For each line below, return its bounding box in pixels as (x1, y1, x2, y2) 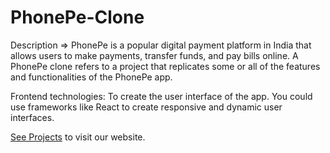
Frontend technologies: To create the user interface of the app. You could (10, 90, 313, 102)
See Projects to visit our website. (10, 131, 146, 143)
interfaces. (10, 111, 55, 123)
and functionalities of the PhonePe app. (10, 71, 173, 83)
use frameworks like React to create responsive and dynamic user (10, 101, 283, 113)
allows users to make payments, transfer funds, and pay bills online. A (10, 49, 299, 61)
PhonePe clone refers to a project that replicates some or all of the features (10, 60, 321, 72)
